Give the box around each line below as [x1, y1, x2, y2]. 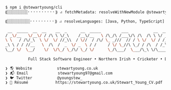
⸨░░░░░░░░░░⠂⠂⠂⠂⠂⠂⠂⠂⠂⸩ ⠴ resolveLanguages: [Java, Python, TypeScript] [5, 18, 165, 24]
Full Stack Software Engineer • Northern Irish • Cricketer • [27, 56, 163, 61]
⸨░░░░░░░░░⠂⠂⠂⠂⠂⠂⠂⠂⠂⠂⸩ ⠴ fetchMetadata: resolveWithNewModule [5, 9, 145, 15]
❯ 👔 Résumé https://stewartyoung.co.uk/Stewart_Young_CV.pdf [5, 80, 163, 85]
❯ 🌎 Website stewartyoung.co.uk [5, 65, 98, 71]
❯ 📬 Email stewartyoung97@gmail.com [5, 71, 113, 76]
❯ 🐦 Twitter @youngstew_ [5, 75, 82, 80]
